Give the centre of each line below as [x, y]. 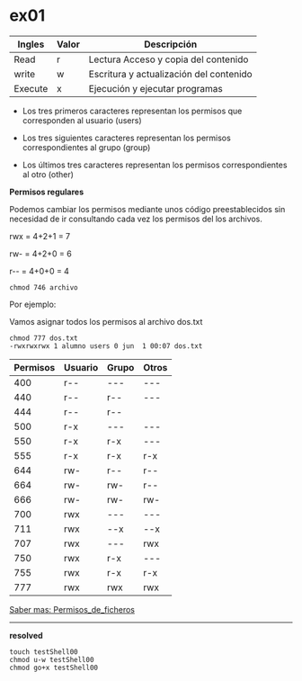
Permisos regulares [46, 192]
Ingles [31, 44]
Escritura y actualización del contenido [171, 74]
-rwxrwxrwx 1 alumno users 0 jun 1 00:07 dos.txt [106, 346]
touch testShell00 [44, 652]
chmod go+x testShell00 [54, 668]
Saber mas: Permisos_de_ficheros [72, 609]
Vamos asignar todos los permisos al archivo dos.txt [106, 321]
